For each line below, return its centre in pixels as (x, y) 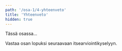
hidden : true (19, 19)
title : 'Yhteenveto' (27, 15)
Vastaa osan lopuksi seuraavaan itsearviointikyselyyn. (61, 43)
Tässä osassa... (21, 34)
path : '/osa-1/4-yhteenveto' (36, 10)
